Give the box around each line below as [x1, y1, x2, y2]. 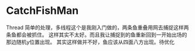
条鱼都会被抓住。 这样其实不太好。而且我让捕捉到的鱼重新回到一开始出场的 [6, 31, 187, 38]
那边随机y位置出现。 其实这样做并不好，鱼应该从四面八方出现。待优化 [6, 38, 175, 45]
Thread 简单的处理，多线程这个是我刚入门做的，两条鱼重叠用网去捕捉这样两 [6, 24, 189, 31]
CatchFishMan [6, 4, 79, 17]
